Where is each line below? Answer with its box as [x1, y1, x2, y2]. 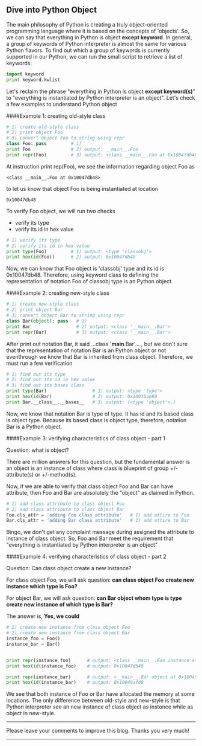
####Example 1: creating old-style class [6, 112, 106, 120]
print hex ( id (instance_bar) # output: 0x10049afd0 [6, 680, 144, 686]
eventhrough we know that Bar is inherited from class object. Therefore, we [6, 353, 194, 360]
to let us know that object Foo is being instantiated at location [6, 185, 158, 192]
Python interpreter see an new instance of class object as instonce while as [6, 703, 194, 710]
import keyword [6, 71, 44, 77]
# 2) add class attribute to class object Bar [6, 506, 125, 512]
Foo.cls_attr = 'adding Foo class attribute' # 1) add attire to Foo [6, 512, 189, 518]
